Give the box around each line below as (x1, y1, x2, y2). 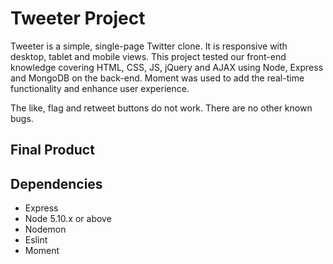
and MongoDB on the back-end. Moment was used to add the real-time (10, 72, 305, 84)
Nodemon (24, 223, 67, 236)
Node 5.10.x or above (24, 213, 112, 225)
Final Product (10, 142, 95, 159)
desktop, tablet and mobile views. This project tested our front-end (10, 50, 287, 62)
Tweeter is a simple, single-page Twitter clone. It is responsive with (10, 40, 288, 52)
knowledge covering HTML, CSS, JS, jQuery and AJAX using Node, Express (10, 61, 324, 73)
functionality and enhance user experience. (10, 82, 190, 94)
